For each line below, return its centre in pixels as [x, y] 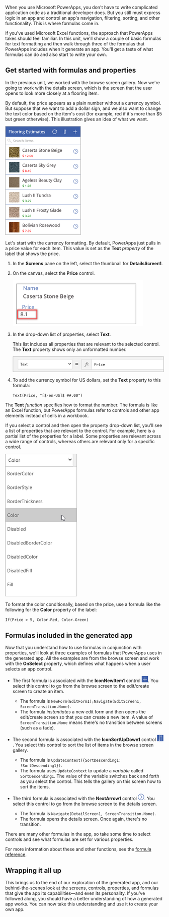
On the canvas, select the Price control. [54, 273]
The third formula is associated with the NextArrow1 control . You [83, 799]
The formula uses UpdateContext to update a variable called [82, 771]
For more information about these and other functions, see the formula [78, 849]
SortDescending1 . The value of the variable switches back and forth [90, 776]
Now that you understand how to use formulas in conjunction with [73, 648]
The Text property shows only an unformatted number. [69, 349]
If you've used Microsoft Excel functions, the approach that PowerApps [79, 33]
